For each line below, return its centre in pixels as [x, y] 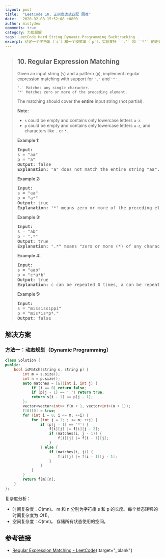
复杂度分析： [18, 498]
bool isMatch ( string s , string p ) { [52, 370]
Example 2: [29, 179]
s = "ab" [27, 231]
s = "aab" [29, 270]
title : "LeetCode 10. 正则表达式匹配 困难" [48, 14]
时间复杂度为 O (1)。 [32, 515]
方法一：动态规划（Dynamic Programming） [58, 350]
